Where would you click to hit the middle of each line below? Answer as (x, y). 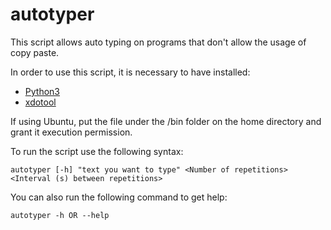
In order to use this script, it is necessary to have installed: (130, 72)
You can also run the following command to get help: (119, 197)
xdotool (40, 102)
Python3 (42, 91)
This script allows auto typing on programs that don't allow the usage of (158, 42)
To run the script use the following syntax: (97, 151)
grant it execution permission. (71, 132)
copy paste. (35, 52)
